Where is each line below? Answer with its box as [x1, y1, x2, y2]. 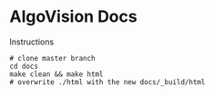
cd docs [9, 62, 39, 71]
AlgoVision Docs [9, 6, 138, 27]
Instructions [9, 36, 55, 47]
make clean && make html [9, 70, 104, 79]
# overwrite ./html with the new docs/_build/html [9, 77, 206, 87]
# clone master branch [9, 53, 96, 62]
